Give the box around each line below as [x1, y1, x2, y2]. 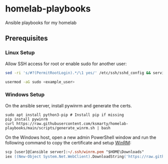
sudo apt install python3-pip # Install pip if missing [5, 112, 124, 117]
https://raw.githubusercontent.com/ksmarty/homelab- [16, 121, 128, 126]
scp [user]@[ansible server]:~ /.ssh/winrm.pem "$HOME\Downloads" [5, 149, 144, 154]
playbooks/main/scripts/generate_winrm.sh [5, 125, 95, 130]
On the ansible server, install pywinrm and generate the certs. [5, 102, 132, 108]
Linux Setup [5, 49, 35, 56]
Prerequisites [5, 34, 48, 43]
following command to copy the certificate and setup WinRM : [5, 139, 131, 145]
